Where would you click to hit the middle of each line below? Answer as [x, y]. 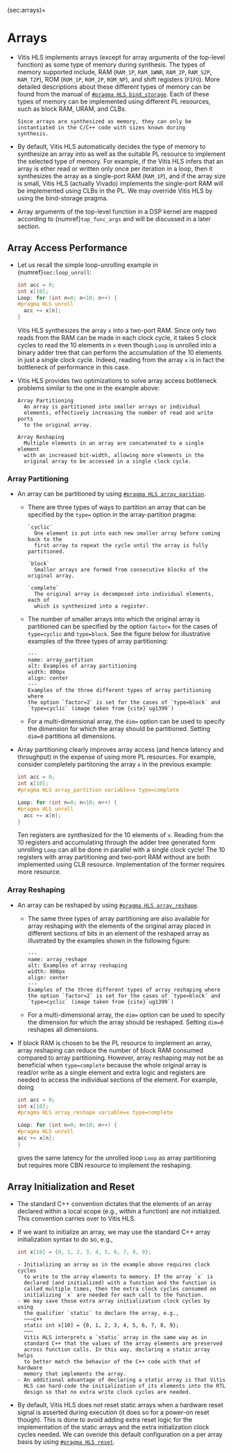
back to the [45, 540]
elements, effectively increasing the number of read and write [119, 413]
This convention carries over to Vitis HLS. [77, 1218]
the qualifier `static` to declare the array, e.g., [102, 1313]
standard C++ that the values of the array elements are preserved [123, 1343]
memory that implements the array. [75, 1374]
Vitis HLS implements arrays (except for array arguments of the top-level [121, 57]
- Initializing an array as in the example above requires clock [113, 1264]
